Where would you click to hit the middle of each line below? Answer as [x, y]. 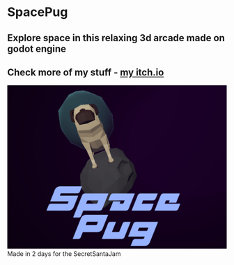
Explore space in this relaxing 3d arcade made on [116, 38]
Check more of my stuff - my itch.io [86, 72]
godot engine [37, 48]
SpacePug [38, 12]
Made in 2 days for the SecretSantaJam [64, 253]
